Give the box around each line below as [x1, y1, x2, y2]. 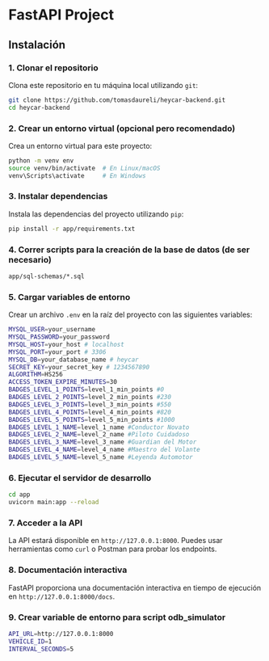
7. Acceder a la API [8, 517, 83, 528]
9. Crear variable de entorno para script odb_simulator [8, 612, 226, 623]
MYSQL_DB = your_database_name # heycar [8, 356, 139, 364]
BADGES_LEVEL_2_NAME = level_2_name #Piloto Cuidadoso [8, 431, 190, 439]
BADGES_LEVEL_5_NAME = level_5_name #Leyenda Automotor [8, 453, 194, 461]
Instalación [8, 38, 66, 52]
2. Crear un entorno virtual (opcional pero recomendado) [8, 123, 236, 134]
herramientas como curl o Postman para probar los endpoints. [8, 544, 217, 554]
